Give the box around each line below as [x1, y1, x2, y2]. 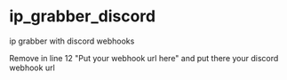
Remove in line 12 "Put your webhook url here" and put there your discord [9, 52, 279, 63]
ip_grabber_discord [9, 6, 156, 27]
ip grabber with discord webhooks [9, 36, 135, 46]
